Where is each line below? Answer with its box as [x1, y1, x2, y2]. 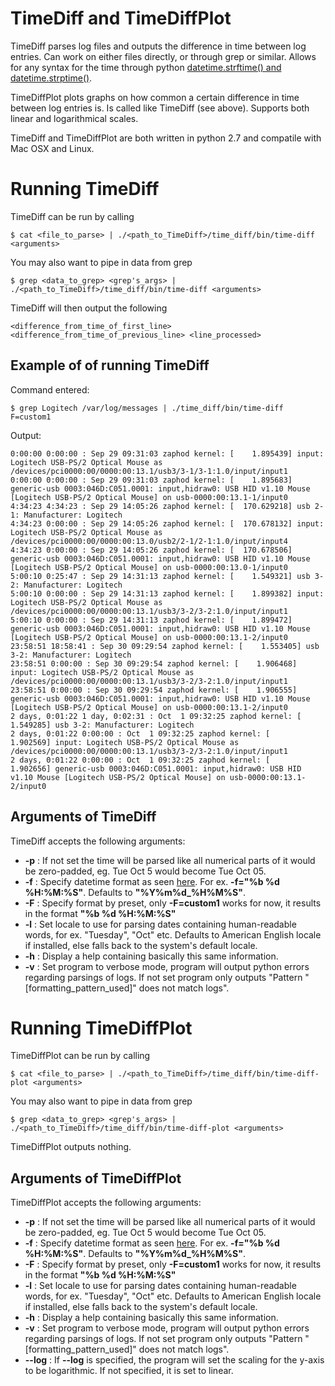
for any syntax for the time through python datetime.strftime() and [10, 61, 282, 73]
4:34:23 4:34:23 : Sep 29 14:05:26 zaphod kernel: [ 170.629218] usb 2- [10, 501, 325, 511]
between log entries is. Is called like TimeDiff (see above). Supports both [10, 102, 310, 114]
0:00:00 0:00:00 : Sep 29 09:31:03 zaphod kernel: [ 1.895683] [10, 475, 293, 485]
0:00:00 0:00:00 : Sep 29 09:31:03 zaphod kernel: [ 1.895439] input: [10, 448, 325, 459]
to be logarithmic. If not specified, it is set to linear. [24, 1365, 234, 1377]
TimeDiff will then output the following [10, 302, 168, 314]
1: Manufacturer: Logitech [10, 510, 123, 520]
